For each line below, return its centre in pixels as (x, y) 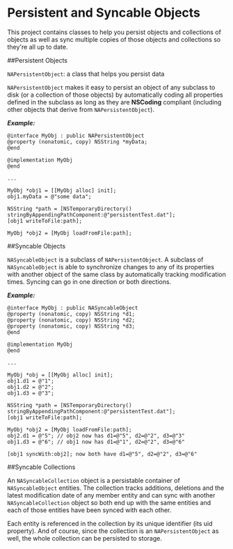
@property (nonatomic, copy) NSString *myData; (78, 142)
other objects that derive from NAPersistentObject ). (81, 109)
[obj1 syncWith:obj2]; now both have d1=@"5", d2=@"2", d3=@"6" (102, 454)
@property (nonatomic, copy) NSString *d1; (71, 314)
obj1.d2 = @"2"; (31, 387)
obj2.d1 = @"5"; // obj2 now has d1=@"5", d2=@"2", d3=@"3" (96, 436)
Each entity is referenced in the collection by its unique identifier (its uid (110, 523)
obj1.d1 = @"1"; (31, 381)
